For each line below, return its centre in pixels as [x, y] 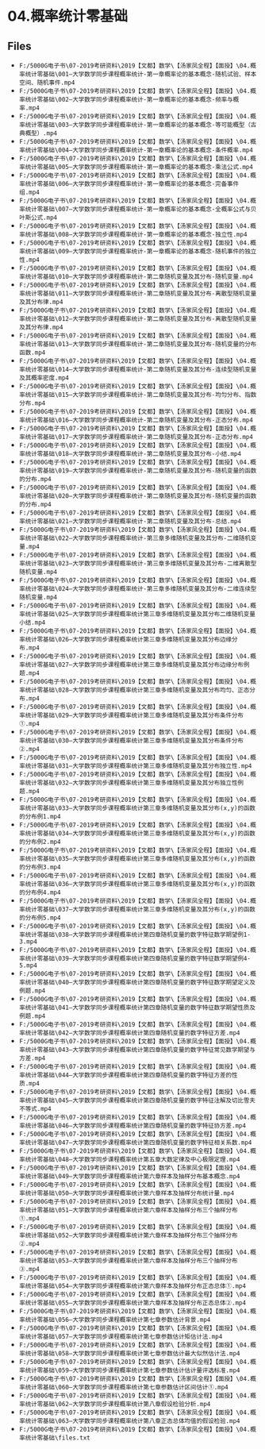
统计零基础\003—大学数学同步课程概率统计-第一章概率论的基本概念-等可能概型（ [138, 125]
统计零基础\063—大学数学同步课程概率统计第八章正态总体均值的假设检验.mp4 [132, 1421]
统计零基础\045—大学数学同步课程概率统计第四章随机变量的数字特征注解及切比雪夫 [140, 1100]
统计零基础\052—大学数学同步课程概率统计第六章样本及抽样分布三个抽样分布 [131, 1235]
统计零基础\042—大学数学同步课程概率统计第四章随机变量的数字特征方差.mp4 [132, 1033]
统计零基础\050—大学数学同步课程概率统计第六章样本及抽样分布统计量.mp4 [130, 1193]
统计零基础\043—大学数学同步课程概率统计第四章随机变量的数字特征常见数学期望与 [140, 1050]
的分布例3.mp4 [40, 867]
